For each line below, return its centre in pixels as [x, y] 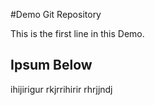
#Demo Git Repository [56, 14]
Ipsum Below [51, 65]
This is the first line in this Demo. [77, 33]
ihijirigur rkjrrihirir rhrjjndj [61, 89]
